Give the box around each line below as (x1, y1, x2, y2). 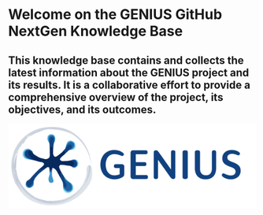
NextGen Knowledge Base (8, 22, 183, 40)
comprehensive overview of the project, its (8, 91, 224, 104)
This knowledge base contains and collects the (8, 54, 244, 67)
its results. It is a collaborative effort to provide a (8, 78, 250, 91)
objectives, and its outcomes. (8, 102, 157, 116)
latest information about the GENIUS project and (8, 65, 250, 80)
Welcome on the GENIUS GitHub (8, 6, 223, 24)
